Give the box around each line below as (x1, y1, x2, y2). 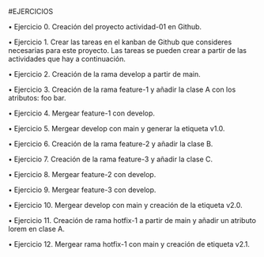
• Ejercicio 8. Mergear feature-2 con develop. (8, 170, 157, 179)
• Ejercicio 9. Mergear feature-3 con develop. (8, 185, 157, 195)
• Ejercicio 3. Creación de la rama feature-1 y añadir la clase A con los (8, 85, 236, 94)
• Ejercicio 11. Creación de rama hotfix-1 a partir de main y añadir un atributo (8, 216, 257, 225)
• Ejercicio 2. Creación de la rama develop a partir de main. (8, 70, 201, 78)
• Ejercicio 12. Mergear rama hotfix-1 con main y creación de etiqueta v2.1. (8, 240, 251, 248)
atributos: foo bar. (8, 93, 66, 102)
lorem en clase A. (8, 225, 65, 233)
